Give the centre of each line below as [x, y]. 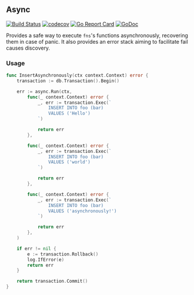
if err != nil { [37, 248]
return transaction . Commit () [52, 281]
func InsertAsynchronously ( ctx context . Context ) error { [77, 76]
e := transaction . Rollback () [63, 254]
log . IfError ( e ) [46, 260]
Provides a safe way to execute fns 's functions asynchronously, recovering [97, 35]
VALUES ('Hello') [69, 114]
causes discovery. [28, 48]
